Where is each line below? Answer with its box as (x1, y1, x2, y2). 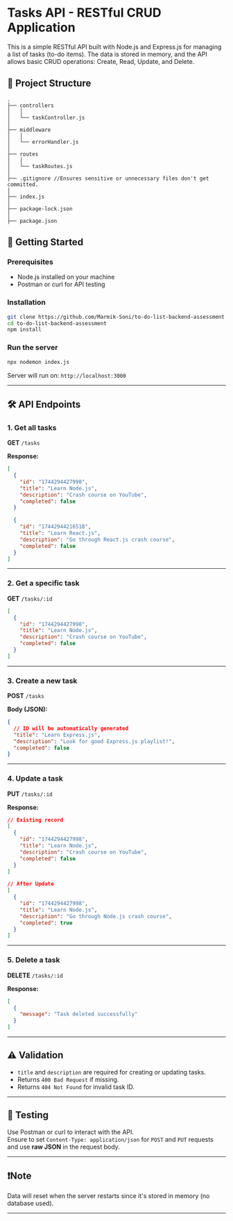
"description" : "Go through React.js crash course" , (19, 536, 175, 543)
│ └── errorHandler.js (7, 138, 79, 145)
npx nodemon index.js (7, 358, 70, 365)
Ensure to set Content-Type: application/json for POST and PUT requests (7, 1135, 214, 1143)
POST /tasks (7, 692, 45, 700)
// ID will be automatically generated (13, 724, 129, 732)
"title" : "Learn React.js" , (19, 530, 101, 537)
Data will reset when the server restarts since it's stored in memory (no (7, 1192, 210, 1200)
